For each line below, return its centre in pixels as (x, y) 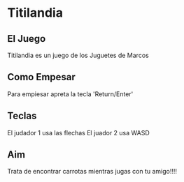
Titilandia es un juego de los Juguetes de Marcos (78, 55)
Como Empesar (41, 77)
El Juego (27, 39)
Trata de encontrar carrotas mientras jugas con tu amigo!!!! (92, 172)
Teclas (22, 116)
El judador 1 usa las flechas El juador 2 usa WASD (79, 132)
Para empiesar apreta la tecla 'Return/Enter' (70, 94)
